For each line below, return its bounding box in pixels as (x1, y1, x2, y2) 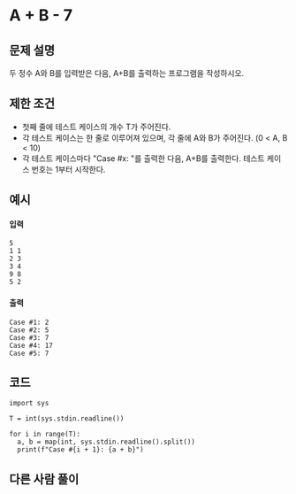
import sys (9, 399, 49, 408)
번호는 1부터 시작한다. (31, 164, 106, 174)
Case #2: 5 (9, 325, 49, 335)
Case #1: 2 (9, 318, 49, 327)
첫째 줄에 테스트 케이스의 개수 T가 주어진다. (21, 121, 171, 132)
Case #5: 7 (9, 349, 49, 358)
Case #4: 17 (9, 341, 53, 350)
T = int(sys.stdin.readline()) (9, 414, 125, 423)
